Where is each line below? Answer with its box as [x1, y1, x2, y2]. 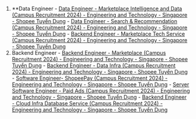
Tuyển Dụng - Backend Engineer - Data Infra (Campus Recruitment [11, 62, 176, 69]
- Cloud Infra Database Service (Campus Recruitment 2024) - [11, 100, 163, 107]
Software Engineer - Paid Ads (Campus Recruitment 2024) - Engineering [11, 87, 190, 94]
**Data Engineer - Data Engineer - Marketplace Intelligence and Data [11, 5, 182, 12]
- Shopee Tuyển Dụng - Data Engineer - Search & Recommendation [11, 18, 178, 24]
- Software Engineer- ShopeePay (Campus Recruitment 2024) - [11, 74, 168, 82]
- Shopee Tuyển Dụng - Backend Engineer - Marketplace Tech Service [11, 30, 185, 37]
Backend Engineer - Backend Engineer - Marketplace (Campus [11, 49, 166, 56]
